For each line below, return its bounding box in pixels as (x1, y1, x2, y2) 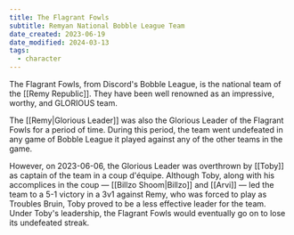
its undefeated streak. (9, 217, 90, 228)
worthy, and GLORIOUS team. (9, 98, 118, 108)
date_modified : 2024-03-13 (9, 37, 110, 47)
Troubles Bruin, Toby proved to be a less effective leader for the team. (9, 199, 266, 209)
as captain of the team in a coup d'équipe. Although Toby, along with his (9, 170, 274, 181)
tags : (9, 46, 29, 55)
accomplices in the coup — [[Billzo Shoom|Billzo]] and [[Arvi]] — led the (9, 180, 274, 190)
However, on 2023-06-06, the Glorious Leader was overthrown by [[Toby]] (9, 161, 285, 171)
